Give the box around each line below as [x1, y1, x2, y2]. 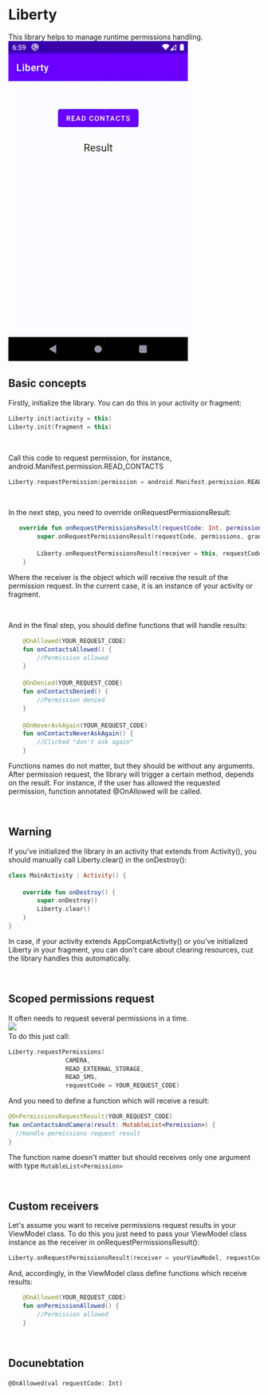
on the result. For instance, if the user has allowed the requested [8, 778, 221, 787]
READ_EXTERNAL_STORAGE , [65, 1065, 145, 1073]
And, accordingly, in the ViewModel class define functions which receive [8, 1269, 247, 1278]
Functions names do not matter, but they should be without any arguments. [8, 761, 255, 770]
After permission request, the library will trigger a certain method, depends [8, 769, 254, 779]
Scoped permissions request [8, 992, 155, 1005]
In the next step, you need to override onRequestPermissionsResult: [8, 508, 231, 518]
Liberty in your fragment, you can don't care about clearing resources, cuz [8, 945, 254, 954]
